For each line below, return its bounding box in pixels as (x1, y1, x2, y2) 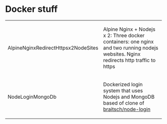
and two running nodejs (103, 44, 159, 51)
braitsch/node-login (103, 106, 151, 113)
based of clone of (103, 99, 145, 106)
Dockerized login (103, 81, 143, 88)
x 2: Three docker (103, 32, 145, 39)
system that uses (103, 87, 143, 94)
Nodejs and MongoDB (103, 93, 155, 100)
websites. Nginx (103, 51, 141, 58)
